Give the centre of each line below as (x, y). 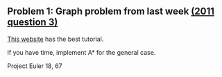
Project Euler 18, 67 (35, 66)
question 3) (33, 23)
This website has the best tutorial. (55, 39)
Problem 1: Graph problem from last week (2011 (111, 11)
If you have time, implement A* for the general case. (82, 52)
